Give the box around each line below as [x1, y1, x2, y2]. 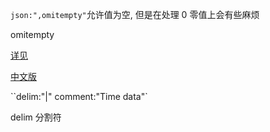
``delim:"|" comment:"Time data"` [10, 91, 148, 102]
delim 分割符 [10, 111, 62, 123]
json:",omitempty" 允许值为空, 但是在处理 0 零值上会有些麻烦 [10, 9, 260, 20]
